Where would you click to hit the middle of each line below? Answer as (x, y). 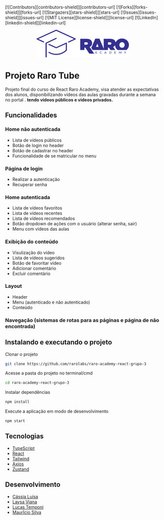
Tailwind (21, 458)
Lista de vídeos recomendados (44, 218)
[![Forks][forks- (132, 7)
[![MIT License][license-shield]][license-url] (89, 17)
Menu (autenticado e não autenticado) (51, 302)
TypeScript (23, 448)
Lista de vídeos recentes (37, 213)
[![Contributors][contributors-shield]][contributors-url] (60, 7)
